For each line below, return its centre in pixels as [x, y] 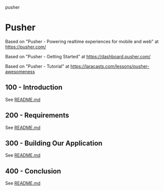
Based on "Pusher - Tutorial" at [37, 66]
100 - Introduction [34, 87]
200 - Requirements [37, 115]
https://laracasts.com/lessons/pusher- [110, 66]
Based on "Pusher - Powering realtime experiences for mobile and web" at [82, 41]
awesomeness [20, 71]
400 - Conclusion [33, 171]
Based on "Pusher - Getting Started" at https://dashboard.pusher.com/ [78, 56]
